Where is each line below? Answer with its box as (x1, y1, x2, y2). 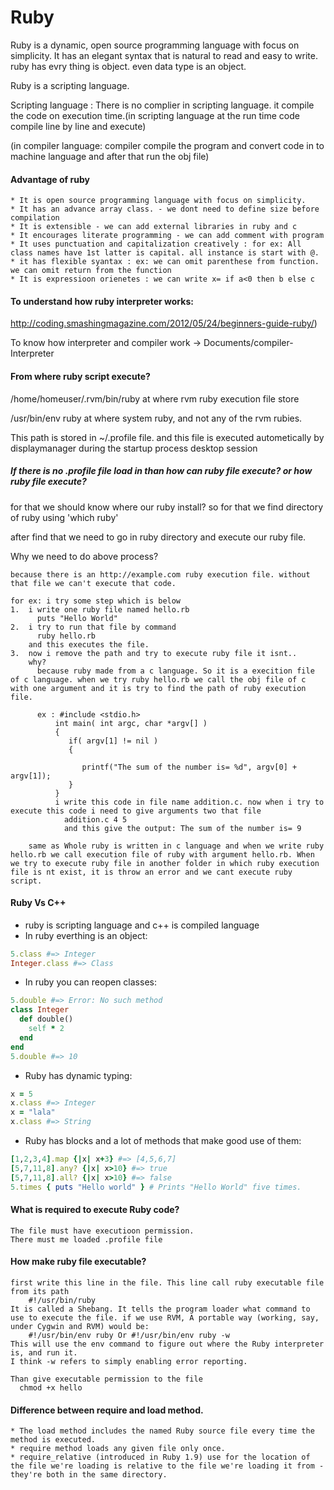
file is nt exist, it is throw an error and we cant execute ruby (10, 867, 293, 877)
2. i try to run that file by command (10, 622, 177, 632)
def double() (19, 1014, 74, 1025)
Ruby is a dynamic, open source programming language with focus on (10, 39, 300, 51)
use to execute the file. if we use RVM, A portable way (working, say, (10, 1313, 320, 1323)
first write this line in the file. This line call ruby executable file (10, 1278, 325, 1288)
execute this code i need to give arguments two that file (10, 806, 262, 816)
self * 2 (28, 1024, 65, 1034)
